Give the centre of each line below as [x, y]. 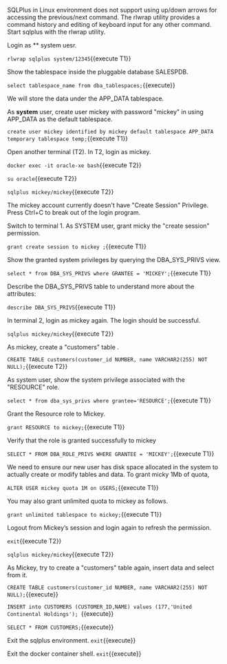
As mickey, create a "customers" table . [63, 347]
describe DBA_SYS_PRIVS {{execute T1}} [62, 307]
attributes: [22, 294]
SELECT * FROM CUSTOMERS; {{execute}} [61, 627]
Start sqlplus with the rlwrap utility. [56, 32]
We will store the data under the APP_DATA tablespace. [86, 98]
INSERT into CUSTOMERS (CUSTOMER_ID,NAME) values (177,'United [100, 607]
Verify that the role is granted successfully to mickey [82, 440]
